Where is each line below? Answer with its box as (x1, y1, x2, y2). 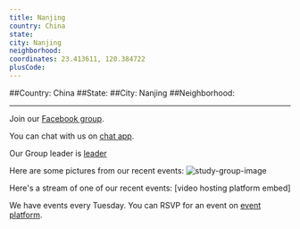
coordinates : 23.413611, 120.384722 (9, 55, 146, 64)
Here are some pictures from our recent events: (9, 165, 185, 175)
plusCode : (9, 64, 46, 72)
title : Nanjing (9, 13, 66, 22)
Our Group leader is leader (9, 148, 107, 158)
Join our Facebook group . (9, 113, 104, 123)
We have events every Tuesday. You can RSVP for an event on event (9, 199, 262, 210)
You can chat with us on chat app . (9, 131, 135, 141)
